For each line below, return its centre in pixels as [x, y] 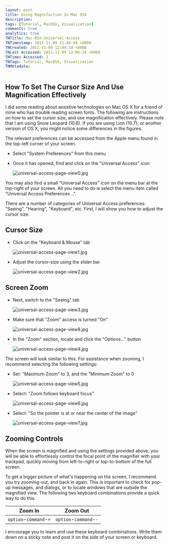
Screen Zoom [27, 288]
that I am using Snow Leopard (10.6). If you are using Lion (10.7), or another [83, 123]
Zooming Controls [34, 438]
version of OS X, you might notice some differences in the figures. [74, 128]
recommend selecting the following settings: [51, 364]
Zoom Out [77, 511]
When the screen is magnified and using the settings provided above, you [82, 451]
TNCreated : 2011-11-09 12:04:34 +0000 [46, 48]
